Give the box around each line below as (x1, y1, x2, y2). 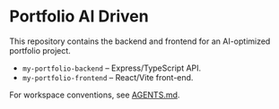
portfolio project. (9, 45, 72, 55)
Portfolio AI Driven (9, 6, 150, 27)
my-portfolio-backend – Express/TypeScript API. (22, 63, 202, 73)
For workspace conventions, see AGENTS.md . (9, 89, 180, 100)
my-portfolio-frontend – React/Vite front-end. (22, 71, 194, 82)
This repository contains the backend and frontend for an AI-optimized (9, 36, 271, 46)
